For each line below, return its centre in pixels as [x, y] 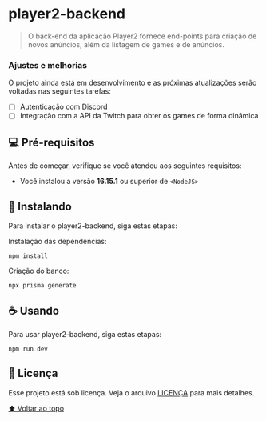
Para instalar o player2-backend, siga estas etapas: [93, 226]
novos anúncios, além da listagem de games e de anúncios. [126, 44]
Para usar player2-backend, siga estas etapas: [85, 334]
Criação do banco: [39, 271]
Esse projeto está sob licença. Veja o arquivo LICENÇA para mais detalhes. [131, 392]
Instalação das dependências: [58, 241]
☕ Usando [34, 311]
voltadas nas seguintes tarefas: [60, 91]
